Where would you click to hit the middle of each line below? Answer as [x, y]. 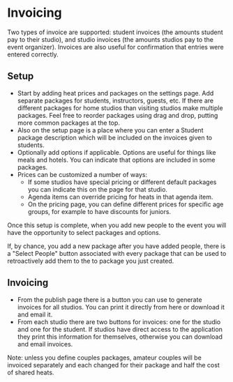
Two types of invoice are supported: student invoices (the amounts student [115, 32]
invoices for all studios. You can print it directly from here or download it [121, 307]
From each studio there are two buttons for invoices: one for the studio [119, 321]
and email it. [35, 314]
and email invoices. [45, 344]
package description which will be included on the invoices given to [115, 137]
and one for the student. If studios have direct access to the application [120, 329]
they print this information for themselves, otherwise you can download [120, 337]
